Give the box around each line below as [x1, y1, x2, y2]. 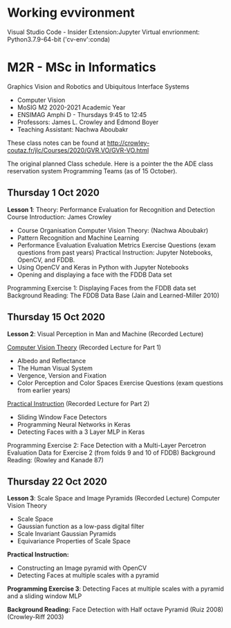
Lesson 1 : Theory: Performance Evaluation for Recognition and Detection [7, 205, 216, 213]
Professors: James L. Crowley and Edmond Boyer [17, 118, 159, 126]
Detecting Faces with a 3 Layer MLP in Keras [17, 428, 145, 436]
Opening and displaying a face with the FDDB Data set [17, 270, 172, 279]
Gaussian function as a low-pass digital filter [17, 522, 145, 531]
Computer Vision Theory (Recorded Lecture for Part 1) [7, 343, 161, 351]
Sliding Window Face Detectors [17, 412, 107, 421]
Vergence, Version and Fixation [17, 371, 107, 379]
